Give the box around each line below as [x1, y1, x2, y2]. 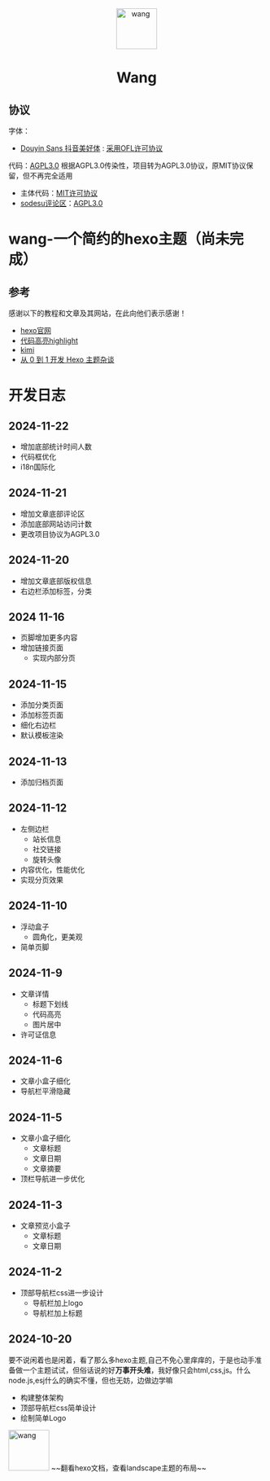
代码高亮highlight [20, 336, 79, 345]
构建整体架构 [20, 1392, 63, 1402]
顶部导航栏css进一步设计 [20, 1287, 104, 1298]
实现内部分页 [32, 653, 76, 663]
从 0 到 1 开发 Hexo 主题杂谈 [20, 354, 115, 364]
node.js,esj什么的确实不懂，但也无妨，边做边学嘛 [8, 1375, 173, 1385]
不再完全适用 [29, 171, 73, 180]
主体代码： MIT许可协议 [20, 188, 98, 198]
